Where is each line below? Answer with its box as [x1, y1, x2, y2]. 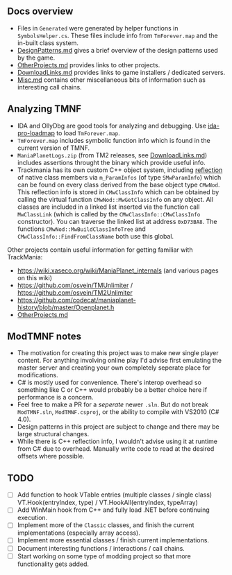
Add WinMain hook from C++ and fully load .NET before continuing [17, 506, 210, 514]
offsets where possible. [17, 452, 85, 461]
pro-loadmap [17, 128, 56, 137]
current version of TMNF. [17, 144, 90, 152]
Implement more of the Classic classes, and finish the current [17, 521, 194, 529]
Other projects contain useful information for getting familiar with [7, 246, 193, 254]
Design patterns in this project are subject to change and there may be [17, 422, 220, 431]
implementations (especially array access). [17, 529, 140, 537]
